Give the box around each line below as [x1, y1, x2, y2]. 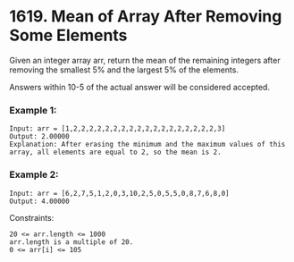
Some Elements [9, 25, 128, 46]
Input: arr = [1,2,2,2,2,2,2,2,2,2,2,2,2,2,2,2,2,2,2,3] [9, 124, 226, 133]
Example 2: [9, 168, 59, 181]
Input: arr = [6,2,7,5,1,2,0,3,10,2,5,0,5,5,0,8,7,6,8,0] [9, 189, 230, 198]
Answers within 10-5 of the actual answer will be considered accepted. [9, 81, 271, 92]
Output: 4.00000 [9, 197, 70, 206]
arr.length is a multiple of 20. [9, 237, 134, 247]
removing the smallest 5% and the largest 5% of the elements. [9, 64, 239, 75]
